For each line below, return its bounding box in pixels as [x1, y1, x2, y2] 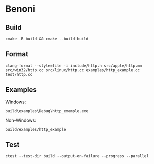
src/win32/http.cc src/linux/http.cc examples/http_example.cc [5, 67, 140, 73]
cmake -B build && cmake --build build [5, 36, 89, 41]
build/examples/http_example [5, 127, 66, 132]
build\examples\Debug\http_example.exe [5, 108, 89, 113]
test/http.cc [5, 72, 33, 77]
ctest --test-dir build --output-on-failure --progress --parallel [5, 154, 149, 159]
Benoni [5, 3, 35, 15]
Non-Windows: [5, 117, 36, 123]
